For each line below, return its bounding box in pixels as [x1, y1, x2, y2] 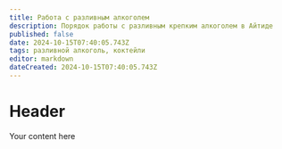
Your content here [9, 130, 76, 141]
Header [9, 102, 65, 121]
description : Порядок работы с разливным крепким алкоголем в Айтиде [9, 21, 274, 30]
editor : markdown [9, 54, 74, 63]
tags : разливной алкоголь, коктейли [9, 46, 145, 55]
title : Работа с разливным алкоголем [9, 12, 150, 22]
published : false [9, 29, 74, 38]
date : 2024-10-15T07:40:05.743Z [9, 37, 129, 47]
